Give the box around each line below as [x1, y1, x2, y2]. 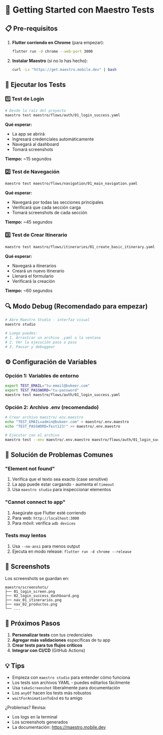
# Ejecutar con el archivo [5, 432, 60, 438]
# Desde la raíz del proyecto [5, 108, 66, 113]
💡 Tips [5, 662, 25, 670]
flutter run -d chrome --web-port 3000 [12, 49, 93, 54]
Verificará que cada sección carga [12, 205, 81, 210]
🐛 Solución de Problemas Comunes [5, 450, 113, 459]
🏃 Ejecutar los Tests [5, 81, 66, 89]
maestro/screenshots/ [5, 585, 49, 590]
